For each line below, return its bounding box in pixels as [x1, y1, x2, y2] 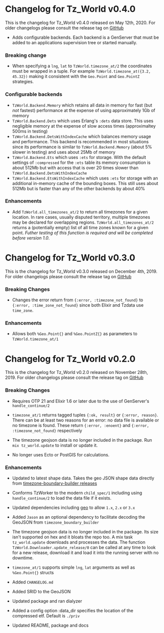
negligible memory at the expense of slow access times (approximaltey [12, 123, 156, 129]
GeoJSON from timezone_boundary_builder [12, 519, 99, 525]
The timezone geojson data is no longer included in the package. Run [12, 437, 152, 443]
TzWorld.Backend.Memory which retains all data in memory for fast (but [12, 102, 153, 108]
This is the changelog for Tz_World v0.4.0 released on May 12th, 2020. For [5, 20, 156, 26]
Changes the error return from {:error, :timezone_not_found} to [12, 297, 143, 303]
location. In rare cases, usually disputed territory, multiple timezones [12, 214, 150, 220]
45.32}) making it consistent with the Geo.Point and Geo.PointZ [12, 74, 140, 79]
